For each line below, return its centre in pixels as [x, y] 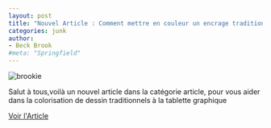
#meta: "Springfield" [45, 53]
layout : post [30, 16]
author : [21, 38]
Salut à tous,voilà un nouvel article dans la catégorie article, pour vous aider [134, 92]
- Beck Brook [30, 46]
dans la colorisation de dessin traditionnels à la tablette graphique [118, 100]
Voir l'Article [29, 116]
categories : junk [38, 31]
